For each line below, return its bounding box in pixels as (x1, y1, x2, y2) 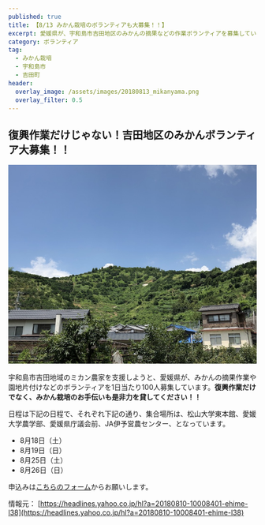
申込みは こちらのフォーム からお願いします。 (8, 482, 153, 492)
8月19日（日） (19, 446, 66, 456)
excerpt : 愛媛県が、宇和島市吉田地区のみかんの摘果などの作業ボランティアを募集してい (8, 29, 257, 37)
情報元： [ (8, 499, 41, 508)
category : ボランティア (8, 38, 79, 46)
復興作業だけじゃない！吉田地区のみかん (8, 128, 205, 141)
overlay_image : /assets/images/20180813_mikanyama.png (15, 88, 200, 96)
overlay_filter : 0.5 (15, 96, 83, 104)
